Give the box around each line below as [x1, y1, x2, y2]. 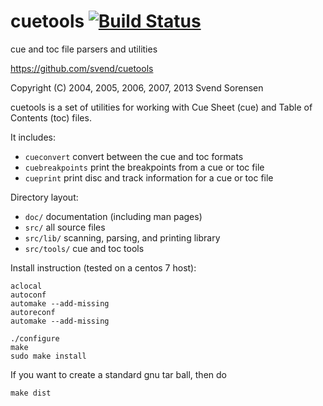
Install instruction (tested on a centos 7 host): [10, 261, 197, 274]
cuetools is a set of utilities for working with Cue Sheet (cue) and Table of [10, 101, 313, 113]
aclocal [10, 281, 43, 291]
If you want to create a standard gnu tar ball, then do [10, 368, 227, 380]
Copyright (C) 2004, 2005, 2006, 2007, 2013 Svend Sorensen [10, 81, 264, 94]
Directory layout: [10, 191, 79, 203]
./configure [10, 333, 60, 344]
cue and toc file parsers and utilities [10, 43, 158, 55]
